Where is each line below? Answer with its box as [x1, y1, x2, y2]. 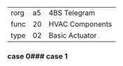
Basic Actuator [48, 31, 97, 40]
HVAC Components [48, 19, 113, 28]
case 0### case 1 [7, 51, 68, 61]
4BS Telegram [48, 8, 96, 17]
